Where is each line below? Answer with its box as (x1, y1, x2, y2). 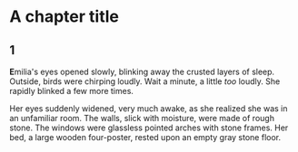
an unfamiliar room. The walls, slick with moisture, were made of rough (9, 113, 275, 123)
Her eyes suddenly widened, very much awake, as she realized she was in (9, 103, 288, 114)
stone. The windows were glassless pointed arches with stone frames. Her (9, 122, 289, 133)
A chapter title (9, 6, 120, 27)
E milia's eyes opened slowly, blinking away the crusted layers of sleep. (9, 66, 275, 77)
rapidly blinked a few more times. (9, 86, 134, 96)
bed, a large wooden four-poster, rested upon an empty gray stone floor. (9, 132, 282, 142)
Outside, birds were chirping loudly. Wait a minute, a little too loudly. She (9, 76, 281, 87)
